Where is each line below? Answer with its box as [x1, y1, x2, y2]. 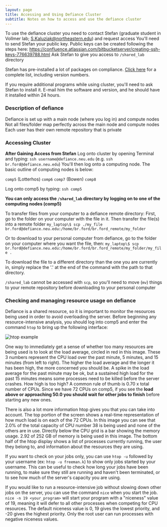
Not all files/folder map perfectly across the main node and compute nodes [5, 121, 160, 127]
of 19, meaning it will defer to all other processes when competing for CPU [5, 500, 158, 506]
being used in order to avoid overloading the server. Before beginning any [5, 313, 157, 320]
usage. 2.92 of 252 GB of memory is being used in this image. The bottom [5, 433, 158, 439]
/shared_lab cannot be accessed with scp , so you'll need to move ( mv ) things [5, 279, 163, 285]
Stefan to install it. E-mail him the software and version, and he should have [5, 87, 160, 93]
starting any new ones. [5, 397, 52, 403]
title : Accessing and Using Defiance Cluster [5, 12, 101, 17]
